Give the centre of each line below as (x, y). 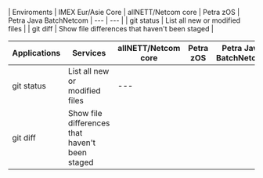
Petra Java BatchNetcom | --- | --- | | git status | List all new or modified (124, 20)
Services (89, 53)
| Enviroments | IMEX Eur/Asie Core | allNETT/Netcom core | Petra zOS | (124, 12)
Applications (36, 53)
